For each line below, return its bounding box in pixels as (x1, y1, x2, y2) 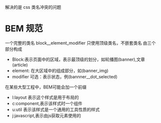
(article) (12, 62, 28, 68)
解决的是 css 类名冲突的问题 (5, 4, 62, 10)
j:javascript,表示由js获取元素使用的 (12, 112, 81, 118)
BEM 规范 (5, 23, 43, 34)
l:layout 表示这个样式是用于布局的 (12, 94, 79, 100)
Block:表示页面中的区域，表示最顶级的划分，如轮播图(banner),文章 (12, 56, 145, 62)
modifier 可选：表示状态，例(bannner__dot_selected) (12, 73, 118, 79)
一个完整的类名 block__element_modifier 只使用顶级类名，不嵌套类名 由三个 (5, 40, 156, 46)
